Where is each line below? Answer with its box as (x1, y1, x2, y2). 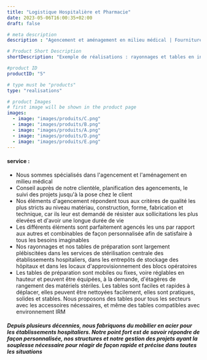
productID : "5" (7, 71, 46, 77)
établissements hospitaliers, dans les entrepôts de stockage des (15, 256, 179, 263)
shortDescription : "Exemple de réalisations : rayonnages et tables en (7, 54, 194, 60)
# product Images (7, 99, 52, 105)
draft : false (7, 20, 41, 26)
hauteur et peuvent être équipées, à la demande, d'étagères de (15, 275, 176, 283)
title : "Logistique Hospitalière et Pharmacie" (7, 9, 131, 15)
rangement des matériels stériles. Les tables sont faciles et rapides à (15, 281, 190, 289)
